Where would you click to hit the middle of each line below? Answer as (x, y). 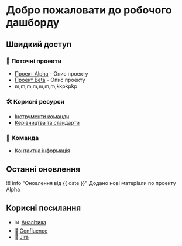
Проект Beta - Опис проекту (50, 80)
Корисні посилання (43, 208)
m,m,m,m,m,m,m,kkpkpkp (46, 86)
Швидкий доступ (39, 44)
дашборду (33, 23)
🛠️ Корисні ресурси (35, 101)
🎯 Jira (22, 237)
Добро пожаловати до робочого (89, 10)
